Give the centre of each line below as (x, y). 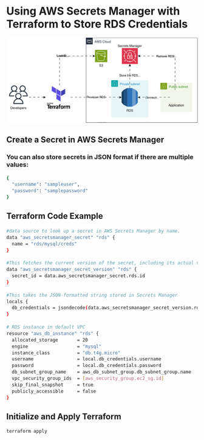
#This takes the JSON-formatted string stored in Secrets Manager (92, 295)
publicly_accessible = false (54, 391)
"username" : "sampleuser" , (46, 184)
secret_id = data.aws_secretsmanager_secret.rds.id (79, 276)
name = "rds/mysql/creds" (45, 244)
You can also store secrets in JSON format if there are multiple (100, 157)
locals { (17, 301)
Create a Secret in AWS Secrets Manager (85, 140)
